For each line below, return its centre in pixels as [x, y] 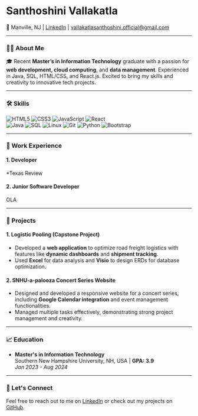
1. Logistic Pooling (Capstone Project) [53, 235]
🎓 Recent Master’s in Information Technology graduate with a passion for [98, 61]
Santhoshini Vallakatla [62, 11]
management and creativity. [49, 318]
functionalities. [33, 306]
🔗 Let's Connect [29, 388]
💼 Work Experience [34, 146]
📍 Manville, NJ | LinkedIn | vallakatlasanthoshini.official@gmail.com [88, 27]
